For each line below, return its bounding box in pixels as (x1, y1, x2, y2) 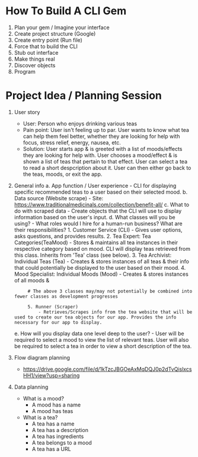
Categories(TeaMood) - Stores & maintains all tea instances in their (14, 239, 178, 246)
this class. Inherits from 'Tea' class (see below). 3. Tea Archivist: (14, 251, 172, 259)
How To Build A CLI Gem (5, 4, 127, 18)
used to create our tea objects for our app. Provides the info (14, 314, 177, 320)
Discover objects (14, 61, 56, 69)
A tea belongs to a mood (31, 439, 92, 446)
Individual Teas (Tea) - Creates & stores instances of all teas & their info (14, 257, 189, 265)
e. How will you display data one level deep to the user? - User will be (14, 330, 184, 337)
